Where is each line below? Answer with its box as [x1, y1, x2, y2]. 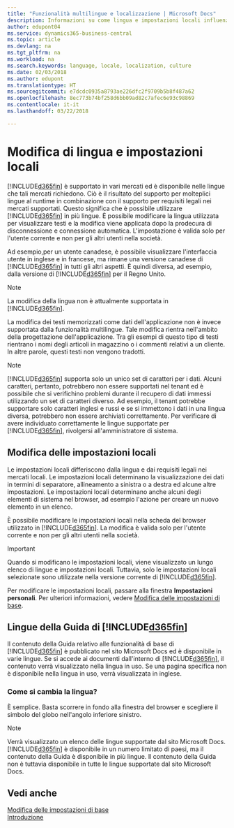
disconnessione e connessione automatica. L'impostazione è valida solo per [7, 226, 226, 235]
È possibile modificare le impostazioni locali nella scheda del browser [7, 516, 207, 524]
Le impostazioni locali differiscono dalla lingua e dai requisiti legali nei [7, 465, 208, 474]
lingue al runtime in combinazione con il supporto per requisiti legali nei [7, 196, 212, 205]
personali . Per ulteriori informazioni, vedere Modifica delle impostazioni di [7, 593, 221, 602]
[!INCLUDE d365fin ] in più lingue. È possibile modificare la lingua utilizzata [7, 211, 219, 220]
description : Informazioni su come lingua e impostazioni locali [7, 17, 201, 24]
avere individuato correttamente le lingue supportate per [7, 419, 169, 427]
